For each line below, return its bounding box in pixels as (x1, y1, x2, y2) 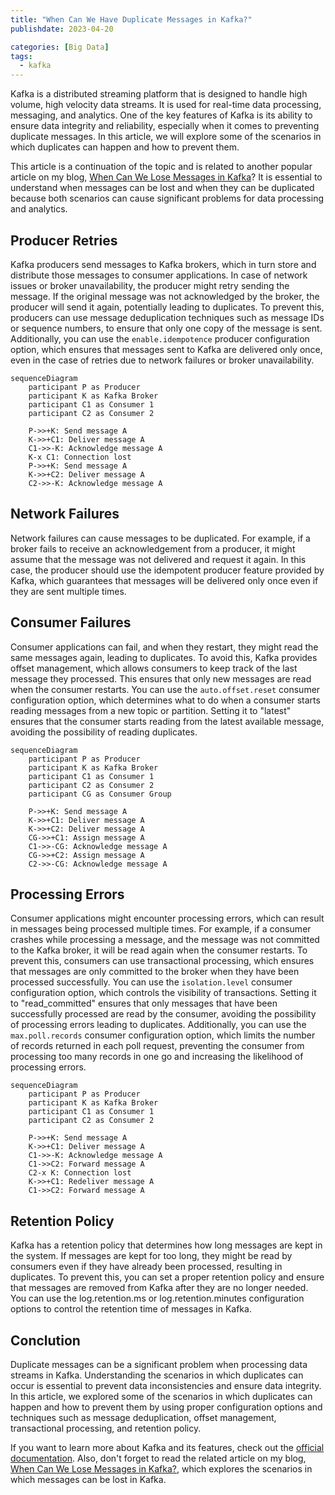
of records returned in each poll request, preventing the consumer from (10, 1040, 305, 1052)
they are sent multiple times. (10, 585, 127, 597)
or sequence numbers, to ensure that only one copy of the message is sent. (10, 322, 323, 334)
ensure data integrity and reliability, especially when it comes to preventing (10, 120, 320, 132)
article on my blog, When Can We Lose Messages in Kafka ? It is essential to (10, 171, 323, 183)
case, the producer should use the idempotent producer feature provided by (10, 564, 325, 576)
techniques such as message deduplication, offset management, (10, 1412, 277, 1423)
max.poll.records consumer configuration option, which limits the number (10, 1029, 316, 1041)
